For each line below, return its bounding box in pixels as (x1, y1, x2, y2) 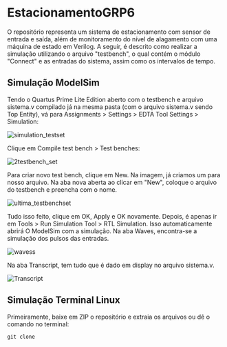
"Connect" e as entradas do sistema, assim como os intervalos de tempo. (7, 57, 215, 65)
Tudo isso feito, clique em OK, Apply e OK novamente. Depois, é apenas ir (7, 212, 217, 220)
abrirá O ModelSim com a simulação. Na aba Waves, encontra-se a (7, 226, 197, 235)
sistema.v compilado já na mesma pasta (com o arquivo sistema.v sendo (7, 102, 213, 111)
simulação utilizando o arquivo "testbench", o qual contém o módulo (7, 50, 201, 58)
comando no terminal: (7, 319, 69, 328)
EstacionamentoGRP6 (7, 5, 136, 21)
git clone (7, 333, 36, 340)
